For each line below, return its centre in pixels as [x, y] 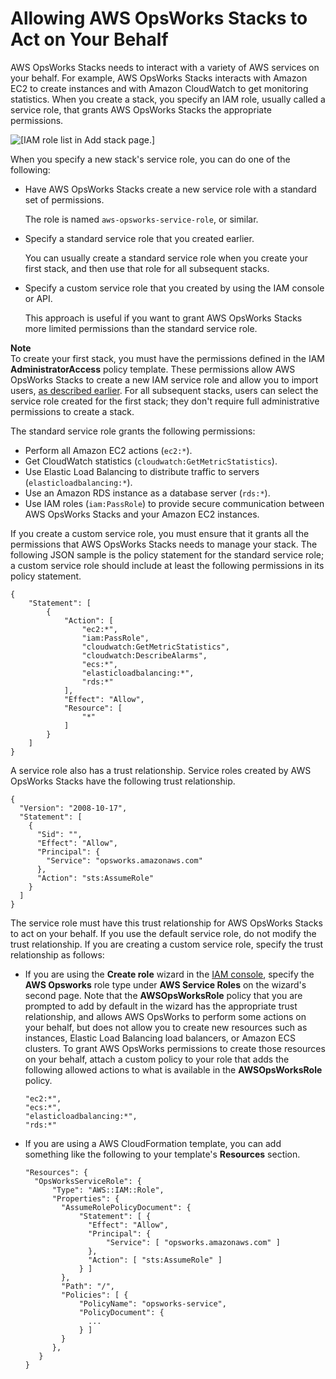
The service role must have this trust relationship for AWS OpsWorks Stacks [166, 923]
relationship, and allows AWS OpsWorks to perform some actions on [165, 1016]
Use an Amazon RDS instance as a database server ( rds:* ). [147, 493]
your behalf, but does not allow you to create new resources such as [166, 1027]
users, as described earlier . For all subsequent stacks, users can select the [164, 390]
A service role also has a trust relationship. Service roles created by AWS [161, 770]
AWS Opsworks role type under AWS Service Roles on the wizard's [165, 984]
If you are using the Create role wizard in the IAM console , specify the [169, 974]
